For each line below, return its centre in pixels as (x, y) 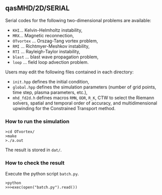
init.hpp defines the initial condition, (51, 81)
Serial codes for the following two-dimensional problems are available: (78, 20)
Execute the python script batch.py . (42, 174)
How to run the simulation (37, 121)
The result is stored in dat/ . (33, 150)
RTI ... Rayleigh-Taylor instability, (46, 51)
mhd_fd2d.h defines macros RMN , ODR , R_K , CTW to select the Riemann (83, 97)
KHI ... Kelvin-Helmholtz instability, (47, 30)
